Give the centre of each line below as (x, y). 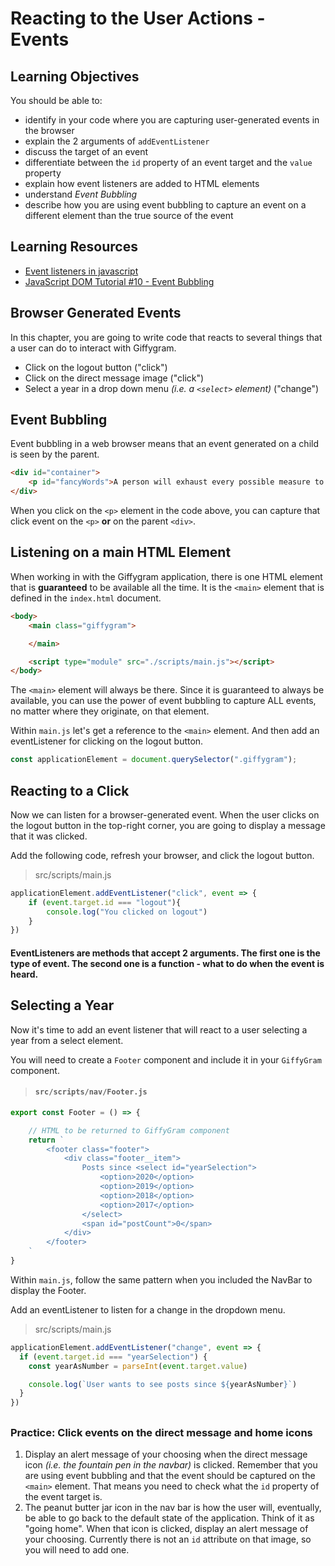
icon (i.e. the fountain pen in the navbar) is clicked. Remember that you (171, 1464)
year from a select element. (67, 1040)
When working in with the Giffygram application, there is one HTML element (166, 576)
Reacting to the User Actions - (138, 18)
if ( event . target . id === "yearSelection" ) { (113, 1357)
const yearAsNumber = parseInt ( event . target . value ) (138, 1366)
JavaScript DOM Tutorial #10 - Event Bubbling (119, 281)
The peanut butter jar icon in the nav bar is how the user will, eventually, (173, 1507)
